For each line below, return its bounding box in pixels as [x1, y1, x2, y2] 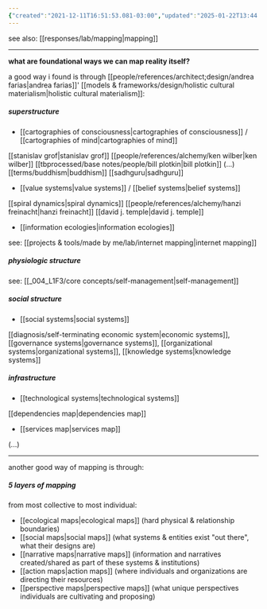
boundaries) [19, 524, 60, 533]
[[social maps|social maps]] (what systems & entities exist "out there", [19, 533, 250, 542]
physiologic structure [8, 256, 81, 266]
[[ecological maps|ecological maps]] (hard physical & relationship [19, 516, 235, 526]
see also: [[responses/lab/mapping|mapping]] [8, 33, 159, 43]
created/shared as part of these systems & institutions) [19, 558, 200, 568]
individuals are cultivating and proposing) [19, 592, 156, 601]
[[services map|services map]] [19, 424, 121, 433]
